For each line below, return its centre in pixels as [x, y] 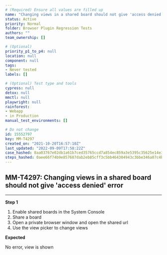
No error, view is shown [29, 247]
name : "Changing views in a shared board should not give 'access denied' [84, 14]
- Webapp [14, 111]
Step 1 [12, 202]
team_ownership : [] [25, 38]
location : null [21, 56]
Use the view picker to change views [50, 228]
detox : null [17, 93]
